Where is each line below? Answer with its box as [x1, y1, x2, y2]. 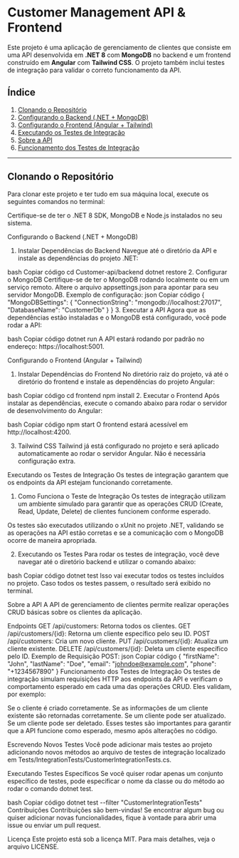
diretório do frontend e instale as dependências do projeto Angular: [17, 377, 216, 386]
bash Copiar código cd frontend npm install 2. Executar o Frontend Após [7, 391, 220, 399]
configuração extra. [17, 456, 76, 465]
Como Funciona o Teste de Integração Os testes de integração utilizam [17, 491, 226, 500]
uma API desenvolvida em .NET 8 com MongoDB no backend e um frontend [7, 51, 231, 59]
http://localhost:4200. [7, 427, 71, 436]
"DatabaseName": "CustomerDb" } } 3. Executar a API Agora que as [7, 305, 206, 314]
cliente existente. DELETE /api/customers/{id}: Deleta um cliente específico [7, 644, 228, 653]
